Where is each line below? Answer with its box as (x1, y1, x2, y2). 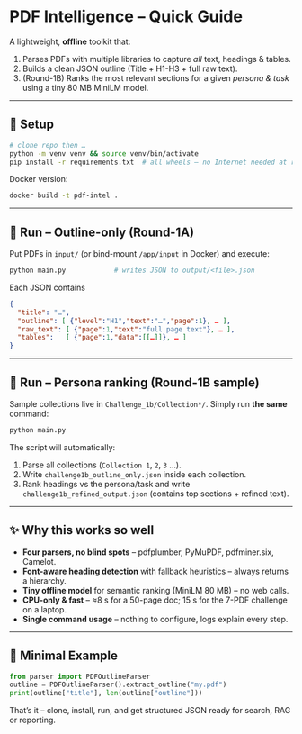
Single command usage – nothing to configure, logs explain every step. (22, 613, 289, 624)
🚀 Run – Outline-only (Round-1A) (9, 224, 195, 240)
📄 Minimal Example (9, 648, 119, 664)
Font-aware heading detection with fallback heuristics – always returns (22, 566, 289, 576)
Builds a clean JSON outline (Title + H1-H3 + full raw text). (22, 63, 238, 74)
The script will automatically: (9, 441, 116, 452)
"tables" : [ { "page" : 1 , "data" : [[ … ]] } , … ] (17, 333, 187, 342)
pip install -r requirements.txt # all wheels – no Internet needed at (9, 158, 288, 167)
